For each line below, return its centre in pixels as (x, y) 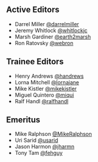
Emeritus (23, 120)
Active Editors (33, 10)
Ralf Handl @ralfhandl (42, 101)
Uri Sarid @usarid (36, 140)
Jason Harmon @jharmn (45, 147)
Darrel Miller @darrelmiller (47, 24)
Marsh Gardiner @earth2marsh (53, 36)
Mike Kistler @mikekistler (46, 88)
